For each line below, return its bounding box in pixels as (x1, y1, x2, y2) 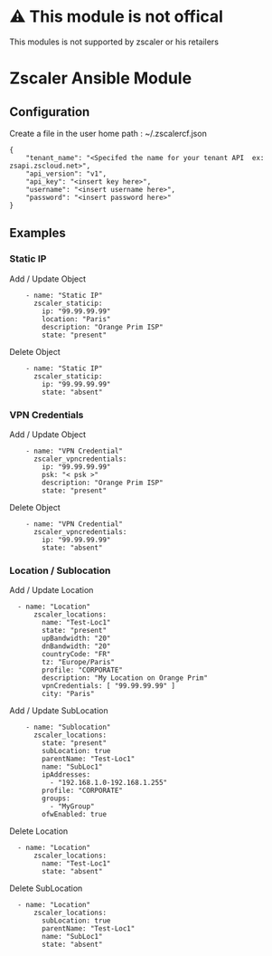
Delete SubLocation (9, 883, 83, 894)
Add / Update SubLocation (9, 705, 108, 716)
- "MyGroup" (49, 802, 95, 811)
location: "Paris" (42, 314, 111, 323)
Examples (9, 225, 66, 241)
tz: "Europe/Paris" (42, 658, 116, 667)
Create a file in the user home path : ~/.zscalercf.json (9, 128, 208, 139)
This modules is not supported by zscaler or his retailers (9, 36, 220, 47)
